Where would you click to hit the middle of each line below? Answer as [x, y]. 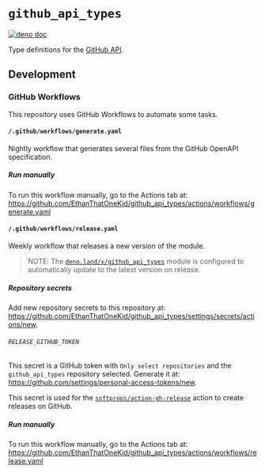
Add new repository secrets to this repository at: [87, 308]
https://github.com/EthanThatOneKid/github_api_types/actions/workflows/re [132, 452]
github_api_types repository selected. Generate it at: [94, 374]
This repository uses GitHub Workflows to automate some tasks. [113, 114]
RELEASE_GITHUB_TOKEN [44, 342]
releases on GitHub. [40, 407]
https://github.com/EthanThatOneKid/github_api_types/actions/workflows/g [131, 203]
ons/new [22, 324]
